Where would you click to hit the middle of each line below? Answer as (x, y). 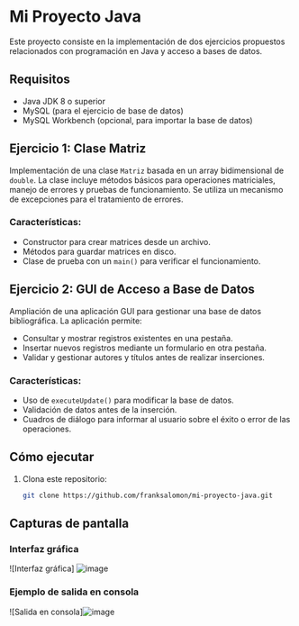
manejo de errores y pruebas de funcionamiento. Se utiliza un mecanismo (146, 189)
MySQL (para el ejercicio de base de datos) (103, 111)
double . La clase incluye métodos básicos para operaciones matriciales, (143, 180)
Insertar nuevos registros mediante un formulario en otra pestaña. (145, 348)
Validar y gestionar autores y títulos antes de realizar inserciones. (144, 357)
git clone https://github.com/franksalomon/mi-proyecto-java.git (147, 495)
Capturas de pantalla (69, 524)
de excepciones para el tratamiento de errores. (96, 199)
